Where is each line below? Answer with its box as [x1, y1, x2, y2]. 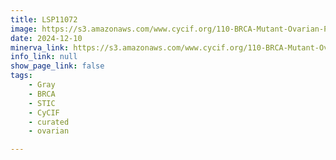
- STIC [28, 98, 56, 108]
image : [10, 24, 38, 34]
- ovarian [28, 126, 70, 136]
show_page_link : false [10, 61, 105, 71]
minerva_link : [10, 42, 70, 53]
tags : [10, 71, 33, 81]
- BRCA [28, 89, 56, 99]
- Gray [28, 80, 56, 90]
